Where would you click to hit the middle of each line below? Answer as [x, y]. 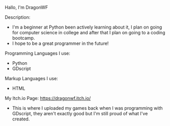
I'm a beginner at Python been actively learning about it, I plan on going [87, 27]
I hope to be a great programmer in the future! [60, 43]
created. [21, 119]
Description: [18, 17]
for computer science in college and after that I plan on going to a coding [89, 32]
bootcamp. [23, 38]
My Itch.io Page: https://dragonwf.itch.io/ [48, 98]
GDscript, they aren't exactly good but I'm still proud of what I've [80, 114]
